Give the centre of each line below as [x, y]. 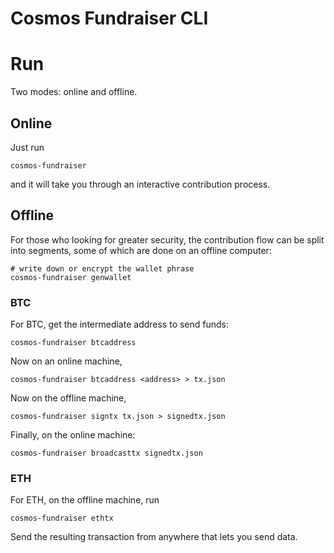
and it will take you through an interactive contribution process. [140, 184]
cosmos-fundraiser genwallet [71, 277]
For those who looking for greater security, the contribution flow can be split [167, 239]
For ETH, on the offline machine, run [85, 500]
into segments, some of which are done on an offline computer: [141, 250]
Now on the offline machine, [68, 398]
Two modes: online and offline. [74, 92]
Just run [27, 147]
